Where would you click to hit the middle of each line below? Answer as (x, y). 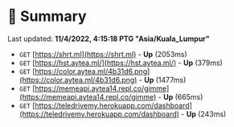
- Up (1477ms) (162, 80)
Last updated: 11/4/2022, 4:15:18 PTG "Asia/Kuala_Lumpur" (109, 39)
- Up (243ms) (204, 114)
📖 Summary (47, 16)
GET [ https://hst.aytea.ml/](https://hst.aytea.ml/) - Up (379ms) (121, 63)
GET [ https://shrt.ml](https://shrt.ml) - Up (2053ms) (103, 54)
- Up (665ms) (181, 96)
